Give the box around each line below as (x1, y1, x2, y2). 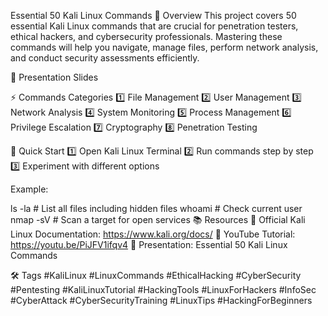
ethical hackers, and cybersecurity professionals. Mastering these (10, 31, 283, 42)
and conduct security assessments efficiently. (10, 52, 200, 64)
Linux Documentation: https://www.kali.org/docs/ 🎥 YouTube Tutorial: (10, 228, 296, 240)
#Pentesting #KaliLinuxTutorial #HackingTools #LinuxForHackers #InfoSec (10, 284, 317, 295)
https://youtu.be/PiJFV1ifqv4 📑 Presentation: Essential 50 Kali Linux (10, 239, 288, 250)
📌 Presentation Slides (10, 71, 99, 83)
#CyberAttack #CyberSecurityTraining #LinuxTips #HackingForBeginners (10, 295, 313, 306)
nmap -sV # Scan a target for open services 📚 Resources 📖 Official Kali (10, 214, 306, 225)
